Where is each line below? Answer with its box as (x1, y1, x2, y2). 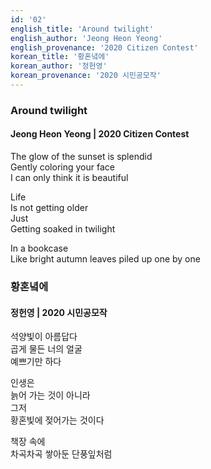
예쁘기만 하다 (10, 356, 62, 368)
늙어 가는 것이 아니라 (10, 389, 91, 401)
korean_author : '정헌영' (10, 61, 108, 71)
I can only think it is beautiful (10, 172, 129, 183)
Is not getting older (10, 202, 89, 213)
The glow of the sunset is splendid (10, 151, 153, 162)
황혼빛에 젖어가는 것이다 (10, 414, 105, 426)
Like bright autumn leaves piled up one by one (10, 253, 201, 265)
